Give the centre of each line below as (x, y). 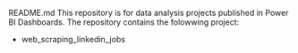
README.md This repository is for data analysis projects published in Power (149, 13)
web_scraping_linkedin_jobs (73, 39)
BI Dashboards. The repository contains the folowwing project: (124, 22)
